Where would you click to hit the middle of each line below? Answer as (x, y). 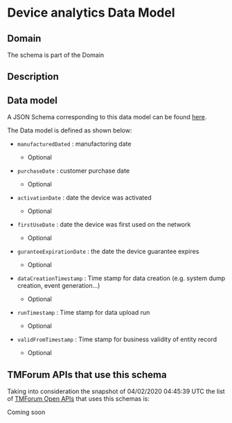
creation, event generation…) (59, 286)
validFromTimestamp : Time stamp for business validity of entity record (117, 339)
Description (33, 77)
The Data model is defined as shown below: (70, 130)
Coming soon (26, 412)
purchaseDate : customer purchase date (73, 171)
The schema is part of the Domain (56, 55)
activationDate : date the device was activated (84, 198)
